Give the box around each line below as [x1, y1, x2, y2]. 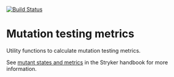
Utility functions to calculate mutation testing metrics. [6, 47, 141, 54]
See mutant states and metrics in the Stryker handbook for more [6, 58, 169, 66]
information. [6, 65, 37, 72]
